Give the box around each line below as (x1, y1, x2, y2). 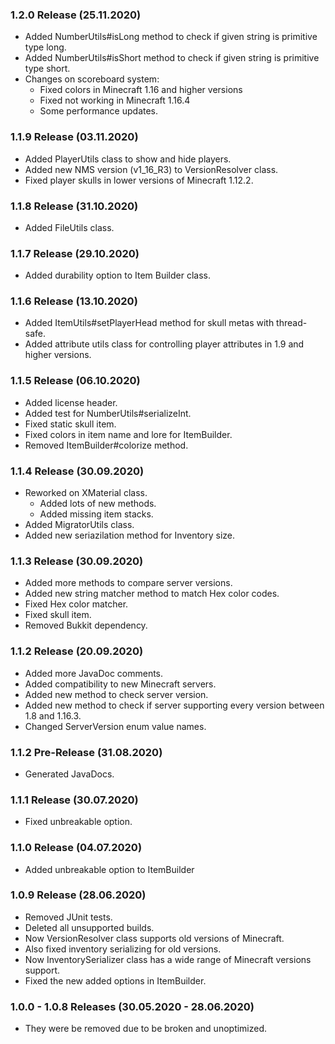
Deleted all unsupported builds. (24, 921, 155, 933)
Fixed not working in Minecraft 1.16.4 (39, 94, 191, 107)
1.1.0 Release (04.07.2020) (10, 841, 143, 855)
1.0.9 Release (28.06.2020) (10, 888, 147, 902)
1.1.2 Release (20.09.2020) (10, 644, 144, 658)
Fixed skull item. (24, 609, 92, 621)
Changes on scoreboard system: (24, 73, 160, 85)
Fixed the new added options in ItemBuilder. (24, 974, 207, 987)
